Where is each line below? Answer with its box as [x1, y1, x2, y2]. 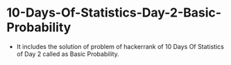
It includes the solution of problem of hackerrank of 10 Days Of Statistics [16, 42, 225, 50]
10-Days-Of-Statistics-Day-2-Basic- [6, 5, 222, 21]
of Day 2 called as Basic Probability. [16, 50, 119, 58]
